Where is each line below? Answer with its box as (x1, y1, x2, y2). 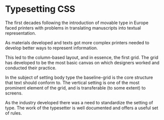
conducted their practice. (5, 65, 57, 71)
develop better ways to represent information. (5, 45, 98, 51)
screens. (5, 90, 23, 96)
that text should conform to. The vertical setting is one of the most (5, 80, 139, 86)
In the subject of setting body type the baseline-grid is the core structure (5, 74, 153, 80)
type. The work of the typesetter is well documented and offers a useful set (5, 105, 159, 111)
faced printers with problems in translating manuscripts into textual (5, 25, 141, 30)
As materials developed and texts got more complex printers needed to (5, 39, 149, 45)
